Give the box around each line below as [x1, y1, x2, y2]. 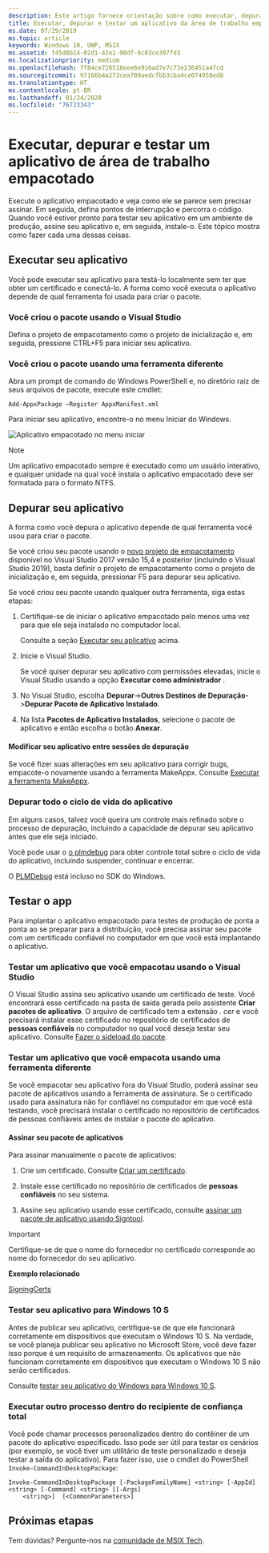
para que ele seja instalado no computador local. [19, 620, 182, 630]
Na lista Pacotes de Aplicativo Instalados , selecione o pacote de [19, 714, 235, 725]
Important [8, 1229, 41, 1239]
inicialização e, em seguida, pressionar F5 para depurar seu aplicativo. [8, 572, 242, 581]
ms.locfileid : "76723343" [8, 101, 94, 109]
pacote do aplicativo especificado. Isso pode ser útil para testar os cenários [8, 1437, 259, 1446]
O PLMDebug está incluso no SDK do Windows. [8, 871, 166, 881]
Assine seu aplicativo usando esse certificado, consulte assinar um [19, 1205, 243, 1215]
